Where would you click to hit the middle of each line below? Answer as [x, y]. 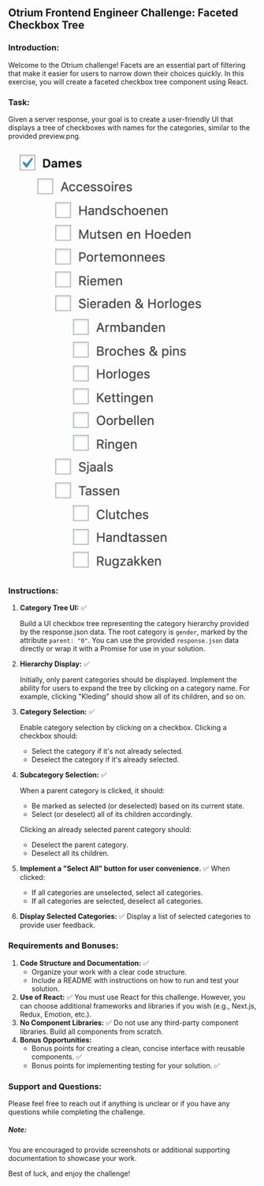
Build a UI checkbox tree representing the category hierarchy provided [134, 624]
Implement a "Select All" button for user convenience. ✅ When [125, 869]
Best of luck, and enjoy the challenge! [69, 1173]
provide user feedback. [58, 925]
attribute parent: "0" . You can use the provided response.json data [129, 640]
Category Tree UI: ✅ [53, 608]
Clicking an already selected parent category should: [105, 830]
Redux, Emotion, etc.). [56, 1014]
